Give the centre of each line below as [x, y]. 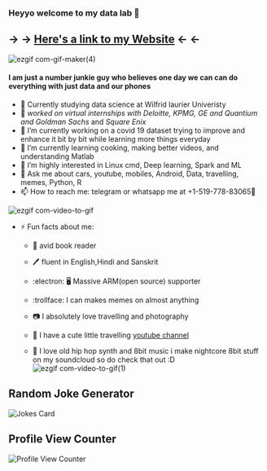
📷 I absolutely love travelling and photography [110, 316]
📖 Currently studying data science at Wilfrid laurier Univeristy [123, 104]
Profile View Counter [62, 439]
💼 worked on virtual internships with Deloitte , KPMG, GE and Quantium [139, 112]
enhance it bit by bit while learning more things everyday [115, 139]
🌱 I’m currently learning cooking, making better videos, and [120, 147]
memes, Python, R [51, 182]
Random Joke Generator [71, 394]
